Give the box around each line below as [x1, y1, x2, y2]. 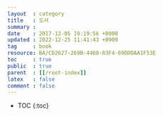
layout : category [7, 10, 65, 18]
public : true [7, 63, 52, 70]
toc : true [7, 56, 52, 63]
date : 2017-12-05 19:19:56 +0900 [7, 30, 119, 37]
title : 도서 [7, 17, 49, 24]
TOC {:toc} [17, 101, 49, 110]
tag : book [7, 43, 52, 50]
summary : [7, 23, 37, 30]
